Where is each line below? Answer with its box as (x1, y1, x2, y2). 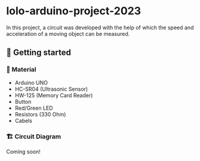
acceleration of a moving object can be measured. (6, 30, 130, 37)
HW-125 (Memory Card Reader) (14, 91, 93, 99)
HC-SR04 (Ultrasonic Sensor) (14, 85, 88, 92)
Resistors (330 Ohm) (14, 110, 66, 117)
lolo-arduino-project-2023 (6, 4, 141, 18)
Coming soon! (6, 148, 41, 155)
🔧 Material (6, 66, 37, 74)
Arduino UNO (14, 79, 48, 86)
